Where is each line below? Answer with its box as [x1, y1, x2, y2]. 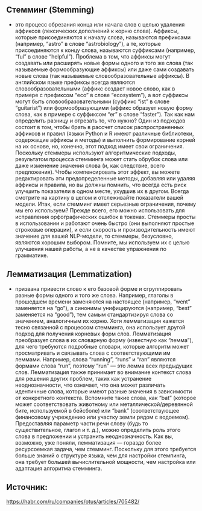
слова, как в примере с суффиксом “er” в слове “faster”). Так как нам [14, 110, 195, 118]
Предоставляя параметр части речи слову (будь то [14, 419, 149, 427]
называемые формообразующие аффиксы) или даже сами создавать [14, 66, 195, 73]
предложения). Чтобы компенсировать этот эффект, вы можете [14, 168, 180, 176]
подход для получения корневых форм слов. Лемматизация [14, 330, 171, 337]
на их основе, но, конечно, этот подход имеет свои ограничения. [14, 142, 185, 150]
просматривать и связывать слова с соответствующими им [14, 349, 171, 357]
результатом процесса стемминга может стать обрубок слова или [14, 155, 188, 162]
